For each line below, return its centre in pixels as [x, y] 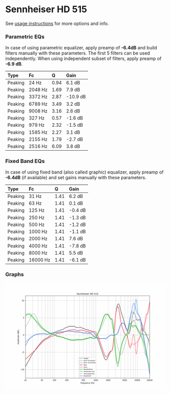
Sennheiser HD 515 [46, 9]
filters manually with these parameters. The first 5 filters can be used [78, 53]
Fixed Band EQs [25, 161]
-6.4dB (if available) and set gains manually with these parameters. [76, 178]
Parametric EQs [25, 37]
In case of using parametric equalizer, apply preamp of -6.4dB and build [81, 48]
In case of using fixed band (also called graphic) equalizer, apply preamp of [84, 172]
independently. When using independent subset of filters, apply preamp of [83, 59]
